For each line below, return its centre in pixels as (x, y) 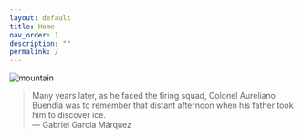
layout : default (40, 18)
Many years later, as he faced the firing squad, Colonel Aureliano (154, 96)
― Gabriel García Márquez (82, 125)
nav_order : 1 (34, 35)
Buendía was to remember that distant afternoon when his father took (162, 105)
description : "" (40, 43)
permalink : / (34, 52)
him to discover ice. (69, 115)
